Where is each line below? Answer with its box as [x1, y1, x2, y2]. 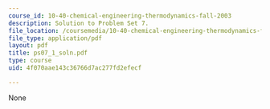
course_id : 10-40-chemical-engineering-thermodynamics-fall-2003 [8, 11, 231, 20]
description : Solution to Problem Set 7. [8, 19, 149, 27]
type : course [8, 57, 52, 65]
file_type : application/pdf [8, 34, 103, 42]
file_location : [8, 26, 59, 34]
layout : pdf [8, 42, 48, 50]
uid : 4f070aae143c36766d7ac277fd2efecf [8, 64, 142, 72]
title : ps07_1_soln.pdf [8, 49, 88, 57]
